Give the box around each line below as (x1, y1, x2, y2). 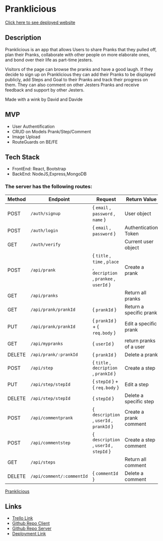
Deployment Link (12, 531, 46, 537)
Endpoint (48, 196, 70, 202)
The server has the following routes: (5, 183, 93, 190)
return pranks (124, 337, 156, 344)
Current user (124, 238, 154, 245)
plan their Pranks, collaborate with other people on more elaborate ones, (5, 52, 150, 57)
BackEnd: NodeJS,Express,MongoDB (12, 171, 87, 177)
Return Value (126, 196, 157, 202)
